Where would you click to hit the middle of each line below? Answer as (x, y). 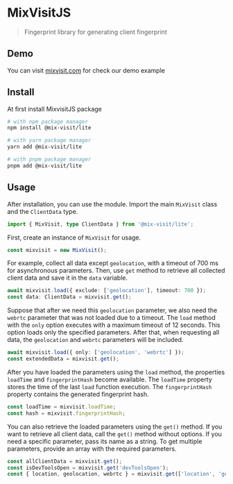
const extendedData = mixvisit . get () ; (63, 359)
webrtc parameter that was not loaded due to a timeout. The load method (112, 318)
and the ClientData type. (43, 211)
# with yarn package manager (49, 141)
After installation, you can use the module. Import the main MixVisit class (112, 204)
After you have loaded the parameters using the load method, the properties (116, 372)
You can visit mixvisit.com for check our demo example (86, 70)
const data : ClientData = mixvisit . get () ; (69, 297)
